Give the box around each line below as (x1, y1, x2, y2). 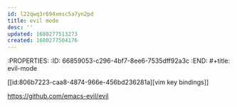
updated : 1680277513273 (7, 30, 78, 38)
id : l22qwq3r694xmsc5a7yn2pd (7, 10, 94, 18)
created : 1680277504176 (7, 37, 78, 44)
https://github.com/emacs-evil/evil (7, 92, 109, 101)
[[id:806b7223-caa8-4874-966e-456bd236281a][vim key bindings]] (7, 78, 209, 86)
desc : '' (7, 24, 33, 31)
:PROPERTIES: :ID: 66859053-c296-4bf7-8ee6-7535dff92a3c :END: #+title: (7, 56, 231, 65)
